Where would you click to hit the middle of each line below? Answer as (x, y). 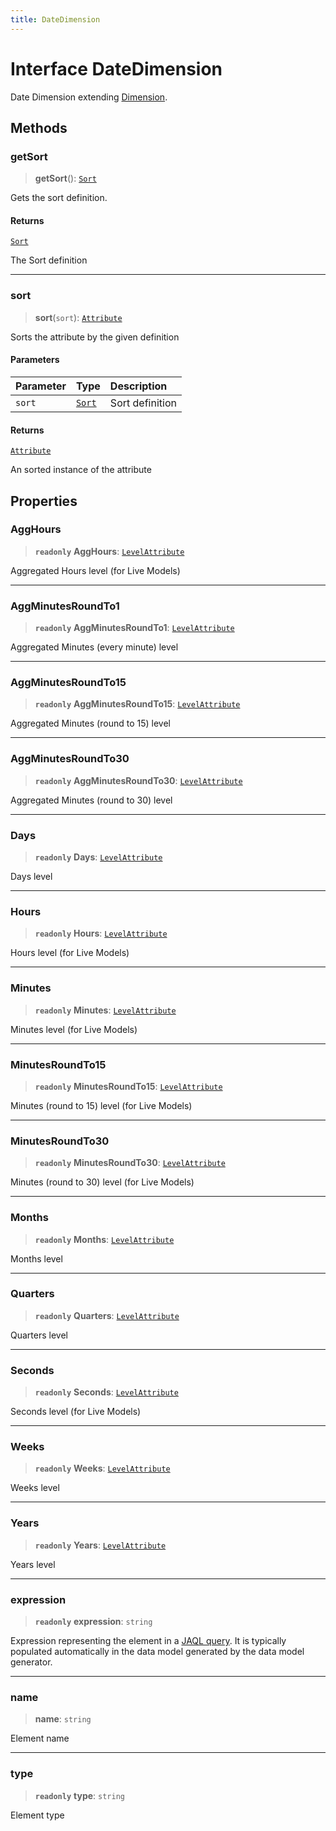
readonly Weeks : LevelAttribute (102, 1468)
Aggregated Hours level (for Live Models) (95, 570)
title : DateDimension (55, 19)
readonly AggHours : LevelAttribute (109, 551)
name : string (63, 1719)
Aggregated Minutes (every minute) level (94, 647)
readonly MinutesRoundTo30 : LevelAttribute (130, 1163)
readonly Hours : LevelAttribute (101, 933)
